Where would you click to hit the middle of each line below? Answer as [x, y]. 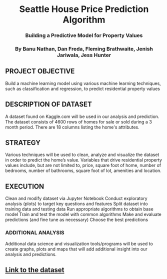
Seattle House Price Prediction [84, 9]
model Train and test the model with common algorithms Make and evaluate [83, 214]
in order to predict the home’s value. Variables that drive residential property [84, 160]
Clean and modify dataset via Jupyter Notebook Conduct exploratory [76, 198]
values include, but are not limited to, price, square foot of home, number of [83, 165]
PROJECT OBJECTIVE [40, 71]
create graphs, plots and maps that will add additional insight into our [76, 249]
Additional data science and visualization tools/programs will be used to [79, 243]
